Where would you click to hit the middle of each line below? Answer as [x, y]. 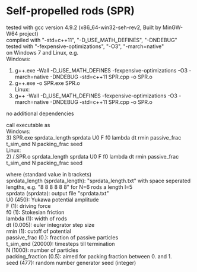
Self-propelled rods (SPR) [71, 11]
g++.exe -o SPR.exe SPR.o [47, 83]
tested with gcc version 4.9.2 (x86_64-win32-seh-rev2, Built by [84, 27]
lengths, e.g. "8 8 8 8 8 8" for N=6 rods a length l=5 [69, 187]
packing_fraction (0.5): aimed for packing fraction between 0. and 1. [89, 256]
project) [29, 33]
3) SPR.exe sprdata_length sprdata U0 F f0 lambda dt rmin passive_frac [94, 137]
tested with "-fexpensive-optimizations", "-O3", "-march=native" [85, 46]
